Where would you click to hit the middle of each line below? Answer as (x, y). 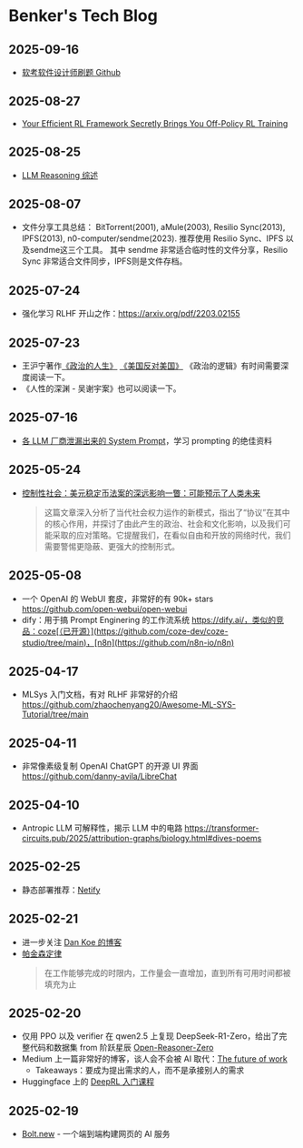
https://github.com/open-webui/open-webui (104, 609)
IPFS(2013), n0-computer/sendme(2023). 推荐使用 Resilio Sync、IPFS (152, 238)
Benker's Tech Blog (83, 16)
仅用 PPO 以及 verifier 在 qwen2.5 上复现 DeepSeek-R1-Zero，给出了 (150, 1036)
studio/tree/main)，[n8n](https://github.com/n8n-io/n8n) (128, 642)
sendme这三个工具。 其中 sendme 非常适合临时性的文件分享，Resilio (159, 250)
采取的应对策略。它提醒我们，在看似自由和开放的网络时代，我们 (171, 535)
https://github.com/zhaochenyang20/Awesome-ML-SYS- (129, 705)
